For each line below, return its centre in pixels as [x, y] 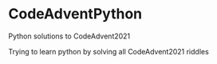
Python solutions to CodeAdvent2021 [69, 36]
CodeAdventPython [75, 14]
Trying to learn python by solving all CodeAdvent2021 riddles [108, 51]
